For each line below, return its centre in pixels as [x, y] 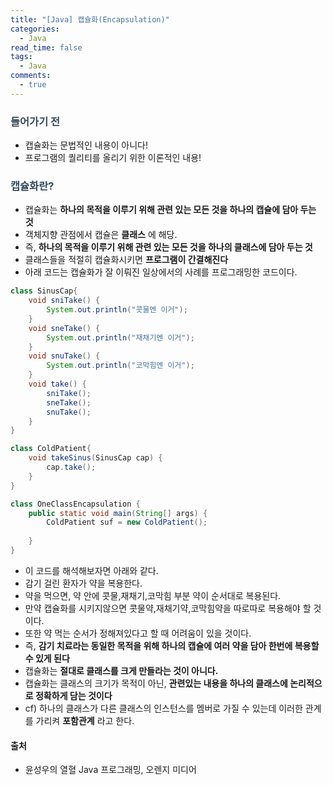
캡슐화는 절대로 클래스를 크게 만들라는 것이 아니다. [121, 670]
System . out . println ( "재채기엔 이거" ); [120, 337]
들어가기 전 [35, 121]
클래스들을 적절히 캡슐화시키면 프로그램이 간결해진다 [126, 260]
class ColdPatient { [51, 449]
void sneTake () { [64, 328]
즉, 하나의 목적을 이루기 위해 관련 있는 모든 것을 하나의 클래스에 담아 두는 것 [168, 247]
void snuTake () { [64, 356]
